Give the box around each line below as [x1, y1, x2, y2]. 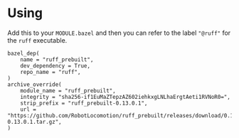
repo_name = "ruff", [20, 68, 81, 75]
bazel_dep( [7, 50, 40, 57]
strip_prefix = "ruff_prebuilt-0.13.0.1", [20, 100, 148, 107]
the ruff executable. [7, 36, 68, 44]
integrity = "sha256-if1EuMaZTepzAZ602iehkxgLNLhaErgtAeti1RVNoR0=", [20, 93, 231, 100]
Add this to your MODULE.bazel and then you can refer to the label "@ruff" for [7, 28, 231, 37]
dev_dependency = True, [20, 62, 91, 69]
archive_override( [7, 80, 62, 88]
